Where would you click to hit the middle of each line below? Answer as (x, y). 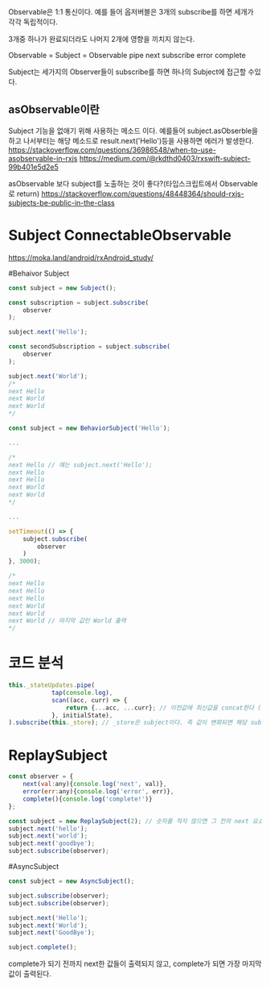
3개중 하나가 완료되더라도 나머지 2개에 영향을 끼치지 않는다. (102, 39)
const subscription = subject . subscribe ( (79, 302)
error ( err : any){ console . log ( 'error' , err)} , (98, 792)
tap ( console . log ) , (82, 693)
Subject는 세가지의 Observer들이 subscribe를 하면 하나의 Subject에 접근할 (127, 72)
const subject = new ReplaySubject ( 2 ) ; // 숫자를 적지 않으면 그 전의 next (129, 821)
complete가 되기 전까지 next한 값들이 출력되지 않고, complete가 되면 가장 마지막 (135, 964)
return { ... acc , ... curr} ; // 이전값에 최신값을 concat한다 (160, 708)
